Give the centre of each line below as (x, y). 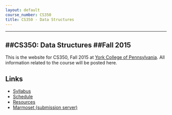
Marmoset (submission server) (45, 107)
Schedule (23, 97)
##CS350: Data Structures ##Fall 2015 (68, 45)
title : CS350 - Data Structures (40, 19)
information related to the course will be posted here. (61, 63)
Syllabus (22, 91)
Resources (24, 102)
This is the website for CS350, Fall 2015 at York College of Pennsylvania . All (85, 57)
